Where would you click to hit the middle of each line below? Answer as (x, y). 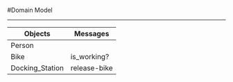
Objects (37, 34)
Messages (92, 34)
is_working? (90, 57)
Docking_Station (37, 68)
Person (22, 46)
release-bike (92, 68)
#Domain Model (30, 10)
